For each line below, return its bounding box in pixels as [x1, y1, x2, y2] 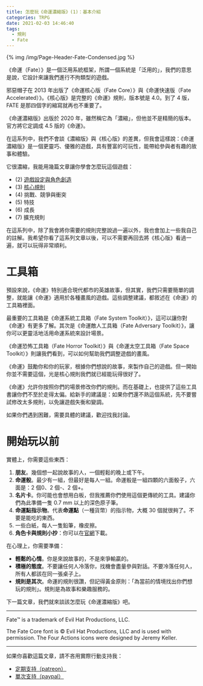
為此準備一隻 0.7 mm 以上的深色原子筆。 [20, 499, 122, 506]
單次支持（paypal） [14, 673, 64, 680]
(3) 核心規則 [14, 183, 45, 191]
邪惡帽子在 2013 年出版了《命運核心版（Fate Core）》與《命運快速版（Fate [6, 87, 192, 94]
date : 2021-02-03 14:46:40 [6, 20, 74, 26]
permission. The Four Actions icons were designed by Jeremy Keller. [6, 634, 177, 641]
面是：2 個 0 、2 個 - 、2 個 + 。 [14, 484, 86, 491]
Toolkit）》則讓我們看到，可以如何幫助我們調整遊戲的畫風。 [6, 349, 153, 357]
